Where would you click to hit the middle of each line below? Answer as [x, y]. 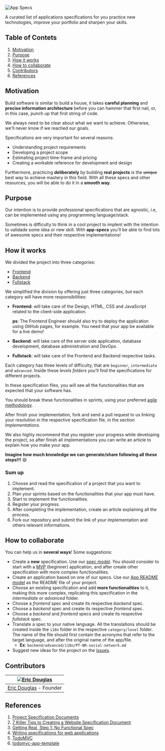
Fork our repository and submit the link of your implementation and [80, 520]
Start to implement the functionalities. [50, 499]
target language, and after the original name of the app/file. [72, 640]
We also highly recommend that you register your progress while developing [82, 435]
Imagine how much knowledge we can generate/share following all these [81, 455]
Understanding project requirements [49, 147]
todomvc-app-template [36, 743]
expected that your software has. [39, 391]
